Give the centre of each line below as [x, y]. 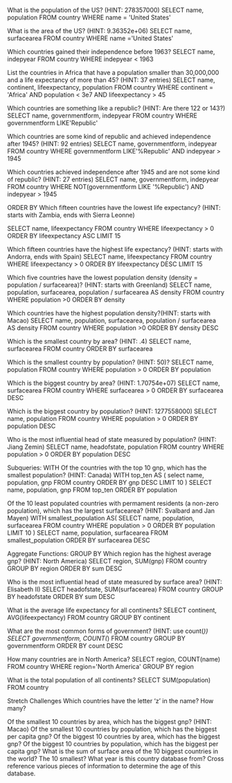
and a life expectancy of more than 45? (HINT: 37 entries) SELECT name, [111, 80]
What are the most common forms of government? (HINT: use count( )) [108, 631]
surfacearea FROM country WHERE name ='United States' [90, 38]
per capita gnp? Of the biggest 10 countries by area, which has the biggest [114, 736]
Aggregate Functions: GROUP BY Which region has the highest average [109, 554]
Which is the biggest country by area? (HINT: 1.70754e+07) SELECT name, [114, 383]
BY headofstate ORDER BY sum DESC [61, 596]
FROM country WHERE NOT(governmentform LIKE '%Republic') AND [106, 187]
